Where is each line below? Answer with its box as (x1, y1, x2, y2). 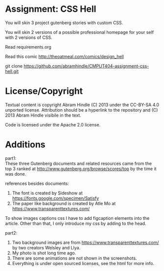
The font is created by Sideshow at (12, 190, 83, 196)
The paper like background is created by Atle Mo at (12, 200, 116, 206)
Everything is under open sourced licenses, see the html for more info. (12, 260, 155, 266)
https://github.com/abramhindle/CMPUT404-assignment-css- (23, 63, 149, 69)
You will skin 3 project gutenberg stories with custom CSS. (5, 20, 123, 26)
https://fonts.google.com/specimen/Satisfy (12, 195, 99, 201)
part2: (5, 230, 18, 236)
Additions (5, 139, 46, 151)
